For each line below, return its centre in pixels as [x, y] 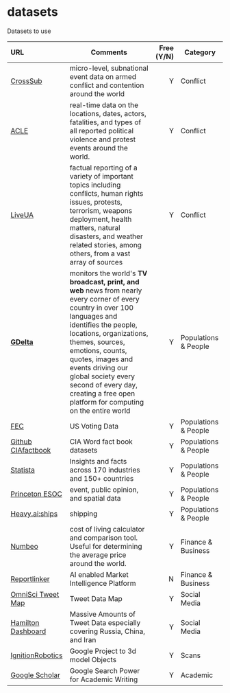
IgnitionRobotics [37, 655]
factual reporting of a [104, 168]
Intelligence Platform [103, 583]
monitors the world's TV [108, 273]
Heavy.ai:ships [34, 514]
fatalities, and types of [105, 122]
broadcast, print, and [104, 282]
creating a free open [102, 394]
